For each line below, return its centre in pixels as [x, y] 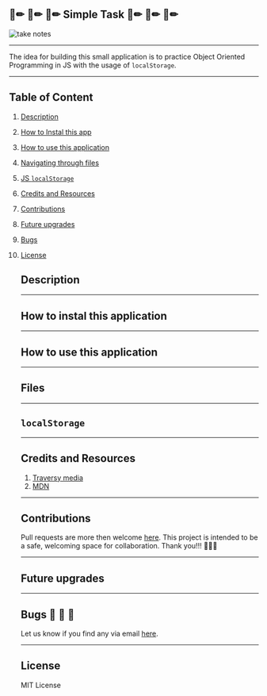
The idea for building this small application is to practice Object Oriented [127, 56]
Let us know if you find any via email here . [90, 633]
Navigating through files [60, 163]
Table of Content [51, 97]
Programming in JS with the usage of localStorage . [93, 65]
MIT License [41, 685]
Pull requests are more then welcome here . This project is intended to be [139, 537]
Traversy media [58, 478]
